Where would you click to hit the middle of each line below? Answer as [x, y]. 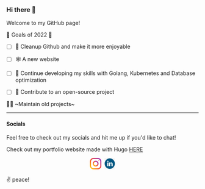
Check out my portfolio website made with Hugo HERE [75, 149]
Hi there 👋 [21, 10]
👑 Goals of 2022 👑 [29, 35]
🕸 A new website [37, 59]
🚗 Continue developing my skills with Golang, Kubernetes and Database [105, 73]
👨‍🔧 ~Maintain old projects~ [41, 104]
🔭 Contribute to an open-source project [65, 92]
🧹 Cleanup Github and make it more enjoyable [73, 47]
